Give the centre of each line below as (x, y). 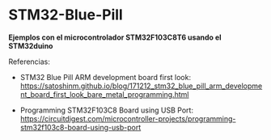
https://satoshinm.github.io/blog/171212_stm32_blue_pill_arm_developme (141, 86)
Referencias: (30, 62)
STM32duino (31, 45)
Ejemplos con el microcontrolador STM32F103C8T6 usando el (115, 37)
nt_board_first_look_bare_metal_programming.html (104, 94)
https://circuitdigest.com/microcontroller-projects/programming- (128, 118)
